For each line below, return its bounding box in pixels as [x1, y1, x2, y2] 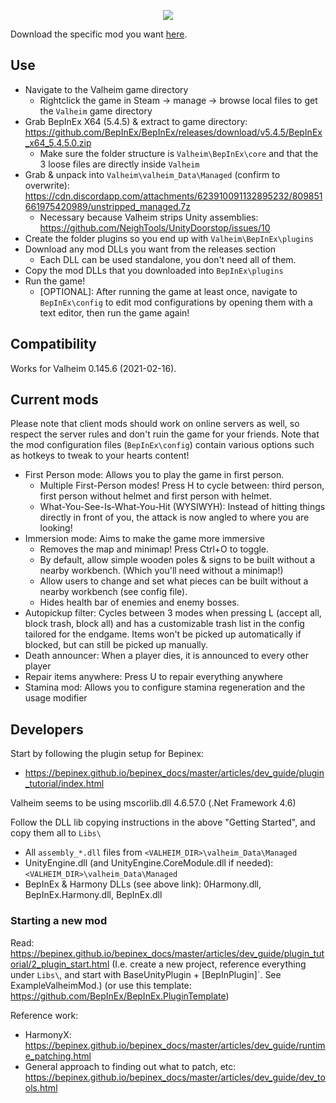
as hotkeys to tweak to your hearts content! [10, 450, 190, 462]
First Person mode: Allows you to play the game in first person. [24, 469, 285, 481]
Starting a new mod [10, 914, 108, 928]
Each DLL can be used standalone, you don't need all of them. [39, 253, 297, 265]
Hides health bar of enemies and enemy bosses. [39, 596, 240, 609]
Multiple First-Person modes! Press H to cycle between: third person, [39, 480, 325, 492]
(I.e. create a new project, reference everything [111, 958, 307, 970]
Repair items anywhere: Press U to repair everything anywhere [24, 671, 283, 683]
